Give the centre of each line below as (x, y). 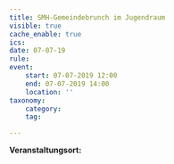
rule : (19, 59)
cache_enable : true (46, 34)
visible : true (36, 26)
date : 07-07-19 (37, 51)
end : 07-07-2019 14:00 (67, 84)
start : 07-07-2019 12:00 (71, 76)
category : (44, 109)
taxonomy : (28, 100)
